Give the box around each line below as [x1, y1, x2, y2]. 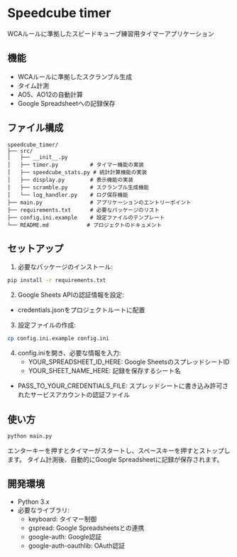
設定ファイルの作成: [17, 321, 76, 330]
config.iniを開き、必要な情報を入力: [17, 349, 121, 357]
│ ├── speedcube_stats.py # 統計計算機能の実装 [7, 168, 148, 175]
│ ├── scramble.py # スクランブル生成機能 [7, 183, 149, 191]
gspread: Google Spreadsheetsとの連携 [28, 524, 145, 532]
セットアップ [7, 242, 64, 254]
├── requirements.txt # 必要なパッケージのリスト [7, 206, 160, 214]
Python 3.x [17, 497, 50, 506]
